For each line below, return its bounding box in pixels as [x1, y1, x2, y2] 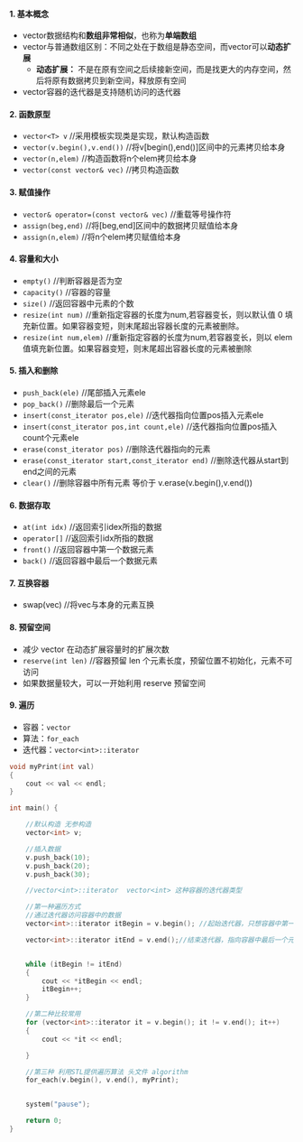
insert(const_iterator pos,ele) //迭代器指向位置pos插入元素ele [22, 410, 264, 421]
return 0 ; [25, 1116, 63, 1126]
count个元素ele [22, 432, 79, 443]
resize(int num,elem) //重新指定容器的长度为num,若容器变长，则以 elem [22, 331, 293, 342]
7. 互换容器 [9, 578, 50, 589]
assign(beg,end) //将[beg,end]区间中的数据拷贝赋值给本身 [22, 219, 239, 230]
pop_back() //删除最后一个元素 [22, 398, 135, 410]
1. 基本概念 [9, 8, 50, 19]
